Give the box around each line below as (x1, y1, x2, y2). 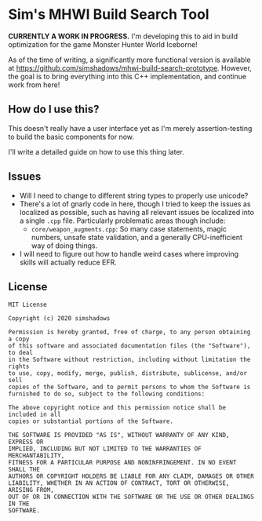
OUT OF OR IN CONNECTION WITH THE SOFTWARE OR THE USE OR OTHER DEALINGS (8, 493, 255, 501)
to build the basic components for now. (8, 132, 135, 141)
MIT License (8, 301, 47, 309)
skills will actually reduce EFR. (19, 257, 118, 267)
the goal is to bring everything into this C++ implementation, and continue (8, 71, 247, 81)
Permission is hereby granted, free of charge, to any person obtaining (8, 328, 251, 337)
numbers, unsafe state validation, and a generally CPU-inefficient (31, 232, 243, 242)
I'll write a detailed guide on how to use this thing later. (8, 147, 184, 156)
